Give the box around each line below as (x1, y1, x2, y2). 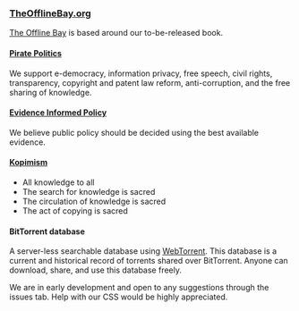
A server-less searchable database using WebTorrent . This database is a (9, 246, 278, 256)
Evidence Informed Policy (9, 107, 107, 118)
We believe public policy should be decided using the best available (9, 127, 260, 138)
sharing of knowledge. (9, 87, 92, 97)
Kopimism (9, 157, 47, 168)
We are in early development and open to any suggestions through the (9, 282, 269, 293)
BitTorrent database (9, 226, 85, 237)
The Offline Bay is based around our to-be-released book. (9, 28, 224, 38)
